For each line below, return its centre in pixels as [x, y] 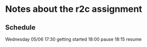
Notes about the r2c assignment [74, 9]
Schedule [21, 27]
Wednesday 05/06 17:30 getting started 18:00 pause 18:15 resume [73, 39]
